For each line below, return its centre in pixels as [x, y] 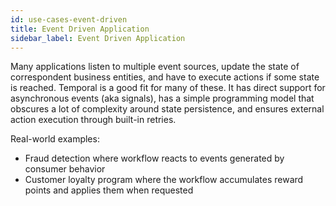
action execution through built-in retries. [93, 120]
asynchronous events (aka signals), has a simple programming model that [162, 98]
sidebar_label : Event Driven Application [98, 38]
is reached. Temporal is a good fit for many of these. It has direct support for [168, 88]
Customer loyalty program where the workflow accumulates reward [164, 180]
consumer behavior [65, 169]
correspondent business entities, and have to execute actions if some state [165, 77]
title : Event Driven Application [80, 29]
